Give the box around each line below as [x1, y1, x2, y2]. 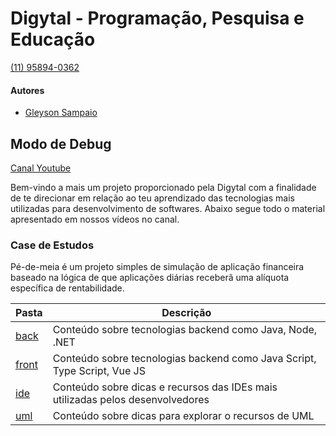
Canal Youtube [10, 162, 72, 174]
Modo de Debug [10, 135, 112, 152]
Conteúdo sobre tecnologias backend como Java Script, [52, 352, 317, 366]
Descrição [161, 306, 212, 320]
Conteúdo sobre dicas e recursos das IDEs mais [52, 380, 278, 394]
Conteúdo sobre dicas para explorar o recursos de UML [52, 409, 315, 423]
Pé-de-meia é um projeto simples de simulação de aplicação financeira [10, 261, 305, 273]
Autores [10, 84, 45, 96]
